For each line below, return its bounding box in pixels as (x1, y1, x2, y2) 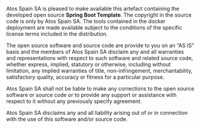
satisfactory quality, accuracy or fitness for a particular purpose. (6, 74, 165, 80)
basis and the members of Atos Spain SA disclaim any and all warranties (6, 48, 184, 55)
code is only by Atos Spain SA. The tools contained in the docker (6, 18, 166, 24)
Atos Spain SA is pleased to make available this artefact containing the (6, 5, 180, 12)
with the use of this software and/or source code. (6, 115, 128, 123)
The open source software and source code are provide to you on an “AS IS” (6, 42, 195, 49)
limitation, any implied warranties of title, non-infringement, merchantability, (6, 67, 193, 74)
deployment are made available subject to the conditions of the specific (6, 24, 182, 31)
